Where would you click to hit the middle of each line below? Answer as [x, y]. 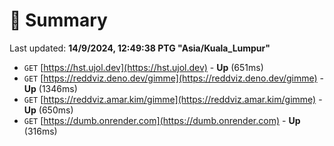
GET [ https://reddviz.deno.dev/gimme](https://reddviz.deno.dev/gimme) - [174, 78]
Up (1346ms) [50, 88]
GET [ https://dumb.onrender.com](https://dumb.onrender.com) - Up [162, 120]
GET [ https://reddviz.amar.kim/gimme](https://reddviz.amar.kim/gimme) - [173, 99]
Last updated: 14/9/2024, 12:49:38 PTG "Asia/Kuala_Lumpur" [140, 48]
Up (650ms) [48, 110]
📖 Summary [58, 20]
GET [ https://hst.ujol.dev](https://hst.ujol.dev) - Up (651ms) [143, 67]
